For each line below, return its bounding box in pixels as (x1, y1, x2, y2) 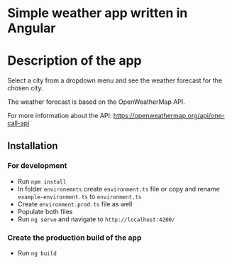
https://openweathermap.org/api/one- (113, 112, 225, 120)
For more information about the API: (7, 112, 112, 120)
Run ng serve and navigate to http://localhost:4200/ (17, 215, 175, 223)
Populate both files (17, 207, 73, 216)
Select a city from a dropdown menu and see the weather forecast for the (7, 76, 223, 85)
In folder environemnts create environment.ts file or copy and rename (17, 184, 220, 193)
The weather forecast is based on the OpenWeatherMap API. (7, 97, 186, 106)
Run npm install (17, 176, 67, 186)
